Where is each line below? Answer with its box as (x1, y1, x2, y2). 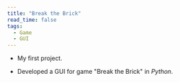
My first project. (16, 54, 63, 62)
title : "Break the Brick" (7, 10, 81, 17)
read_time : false (7, 16, 57, 23)
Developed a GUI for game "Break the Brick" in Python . (16, 68, 173, 76)
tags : (7, 23, 23, 29)
